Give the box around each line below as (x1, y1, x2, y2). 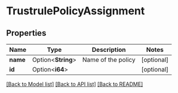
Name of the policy (82, 55, 136, 64)
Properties (6, 28, 47, 38)
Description (91, 46, 126, 54)
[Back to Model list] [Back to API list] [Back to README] (6, 80, 143, 88)
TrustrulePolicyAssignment (6, 4, 145, 18)
